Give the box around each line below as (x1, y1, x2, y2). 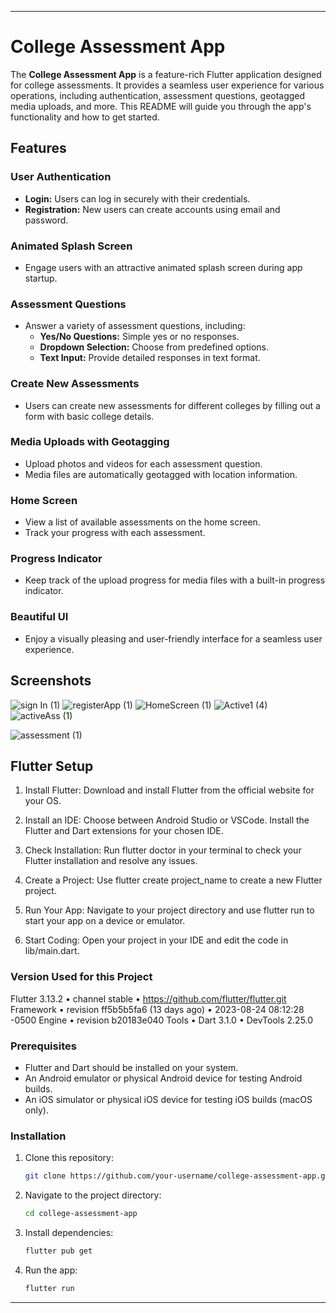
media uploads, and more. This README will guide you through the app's (10, 100, 312, 112)
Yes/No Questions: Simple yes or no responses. (39, 331, 240, 343)
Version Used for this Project (10, 970, 153, 984)
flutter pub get (24, 1246, 93, 1256)
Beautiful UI (10, 610, 69, 624)
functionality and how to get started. (10, 111, 160, 123)
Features (10, 140, 67, 157)
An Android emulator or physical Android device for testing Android (24, 1072, 303, 1084)
